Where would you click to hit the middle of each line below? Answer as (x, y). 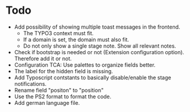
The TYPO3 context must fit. (58, 33)
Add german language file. (47, 102)
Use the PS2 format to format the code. (63, 97)
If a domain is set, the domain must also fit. (76, 39)
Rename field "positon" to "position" (59, 90)
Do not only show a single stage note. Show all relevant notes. (100, 46)
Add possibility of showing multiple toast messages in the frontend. (97, 27)
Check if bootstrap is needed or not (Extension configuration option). (99, 52)
